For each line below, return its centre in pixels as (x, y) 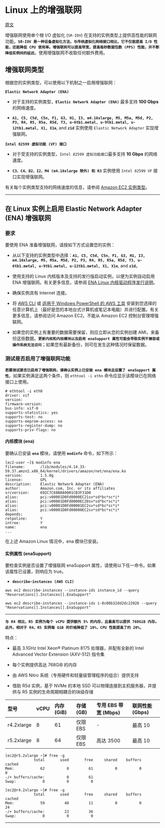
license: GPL (26, 480)
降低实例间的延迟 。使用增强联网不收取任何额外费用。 (56, 53)
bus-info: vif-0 (22, 408)
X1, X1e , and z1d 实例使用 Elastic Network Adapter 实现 (98, 128)
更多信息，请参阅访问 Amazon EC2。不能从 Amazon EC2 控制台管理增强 (85, 316)
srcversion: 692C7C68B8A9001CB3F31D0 (48, 493)
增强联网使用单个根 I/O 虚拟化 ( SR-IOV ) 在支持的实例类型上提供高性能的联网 (81, 35)
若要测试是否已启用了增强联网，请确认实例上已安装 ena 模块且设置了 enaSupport (78, 370)
